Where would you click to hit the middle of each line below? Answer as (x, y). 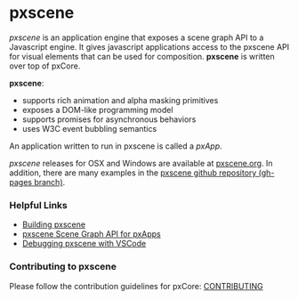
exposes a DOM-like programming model (97, 109)
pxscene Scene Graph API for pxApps (92, 234)
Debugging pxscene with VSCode (84, 244)
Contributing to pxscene (63, 267)
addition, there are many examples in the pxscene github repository (133, 173)
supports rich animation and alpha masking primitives (120, 100)
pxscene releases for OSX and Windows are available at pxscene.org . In (141, 163)
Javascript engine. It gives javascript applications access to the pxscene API (149, 46)
